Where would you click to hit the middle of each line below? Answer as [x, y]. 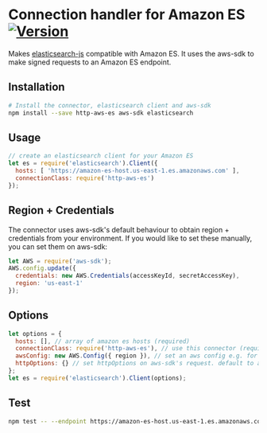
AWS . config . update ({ [43, 268]
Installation [37, 87]
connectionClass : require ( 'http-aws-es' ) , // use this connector [126, 349]
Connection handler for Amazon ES [127, 15]
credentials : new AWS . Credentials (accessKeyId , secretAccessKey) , [128, 276]
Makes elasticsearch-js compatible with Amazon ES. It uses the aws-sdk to [131, 53]
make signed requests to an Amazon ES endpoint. [90, 62]
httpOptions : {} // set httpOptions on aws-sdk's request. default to [135, 364]
